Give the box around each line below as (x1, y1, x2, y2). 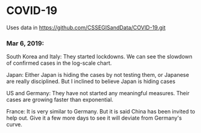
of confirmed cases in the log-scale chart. (6, 59, 112, 67)
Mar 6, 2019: (6, 39, 44, 48)
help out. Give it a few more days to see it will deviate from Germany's (6, 114, 182, 122)
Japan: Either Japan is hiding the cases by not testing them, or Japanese (6, 71, 189, 79)
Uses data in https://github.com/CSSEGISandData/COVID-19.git (6, 24, 166, 31)
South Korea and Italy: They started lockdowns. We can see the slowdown (6, 53, 193, 60)
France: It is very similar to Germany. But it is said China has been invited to (6, 108, 196, 115)
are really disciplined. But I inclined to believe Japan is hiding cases (6, 77, 175, 85)
